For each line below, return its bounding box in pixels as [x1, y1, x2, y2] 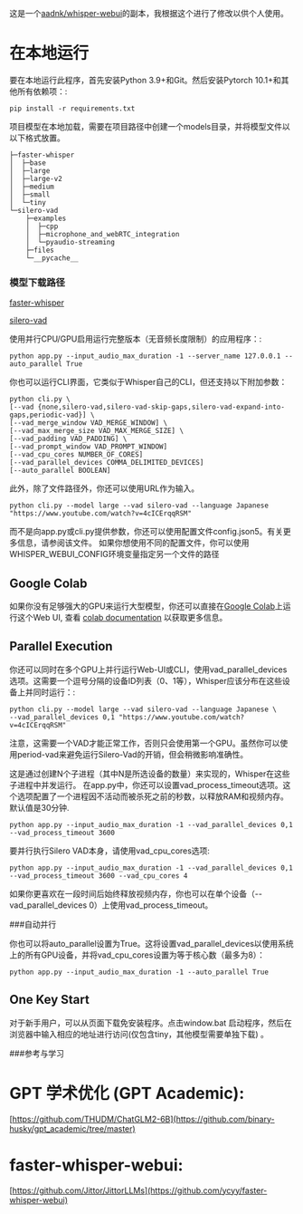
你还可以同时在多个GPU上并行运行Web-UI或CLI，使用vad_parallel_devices [9, 664, 288, 675]
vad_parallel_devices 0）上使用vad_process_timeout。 [9, 900, 213, 910]
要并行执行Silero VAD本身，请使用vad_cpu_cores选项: [9, 845, 211, 856]
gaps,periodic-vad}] [9, 410, 88, 419]
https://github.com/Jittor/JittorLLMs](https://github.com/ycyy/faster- [12, 1185, 268, 1196]
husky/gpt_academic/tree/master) [9, 1122, 136, 1134]
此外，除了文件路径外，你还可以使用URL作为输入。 [9, 483, 200, 494]
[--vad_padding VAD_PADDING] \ [9, 434, 128, 444]
